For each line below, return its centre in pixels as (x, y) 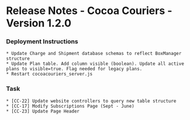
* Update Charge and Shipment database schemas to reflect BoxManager (94, 54)
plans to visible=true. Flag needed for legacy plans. (74, 69)
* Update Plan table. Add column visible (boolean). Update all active (95, 64)
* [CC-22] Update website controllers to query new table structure (91, 101)
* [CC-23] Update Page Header (43, 111)
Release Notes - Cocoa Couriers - (89, 11)
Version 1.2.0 (39, 23)
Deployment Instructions (42, 42)
